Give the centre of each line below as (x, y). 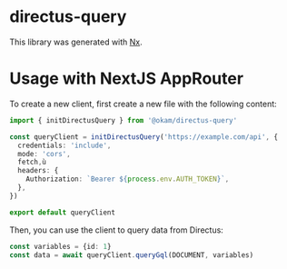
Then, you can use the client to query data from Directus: (117, 230)
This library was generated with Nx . (76, 42)
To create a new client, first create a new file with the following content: (143, 104)
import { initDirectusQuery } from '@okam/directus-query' (124, 120)
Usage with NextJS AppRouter (126, 79)
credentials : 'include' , (64, 145)
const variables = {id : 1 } (60, 246)
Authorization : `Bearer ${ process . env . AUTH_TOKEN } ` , (128, 179)
